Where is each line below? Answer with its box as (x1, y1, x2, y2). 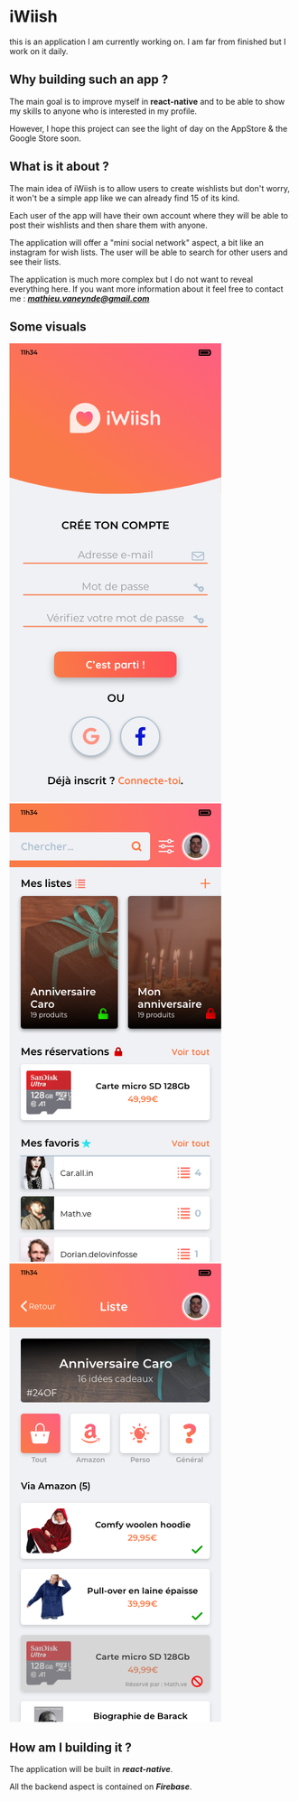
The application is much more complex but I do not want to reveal (9, 274, 254, 285)
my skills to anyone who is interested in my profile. (9, 106, 197, 117)
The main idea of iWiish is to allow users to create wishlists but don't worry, (9, 182, 291, 193)
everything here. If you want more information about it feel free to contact (9, 283, 284, 294)
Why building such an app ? (9, 72, 169, 88)
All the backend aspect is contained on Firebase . (9, 1781, 192, 1792)
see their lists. (9, 256, 61, 267)
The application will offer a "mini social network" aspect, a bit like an (9, 237, 265, 247)
